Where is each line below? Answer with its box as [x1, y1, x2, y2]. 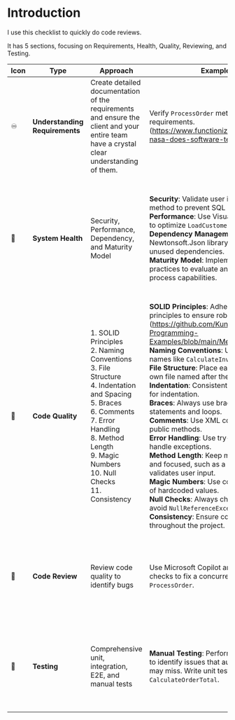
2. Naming [90, 345, 124, 355]
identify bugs [90, 580, 134, 590]
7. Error [90, 415, 115, 425]
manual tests [90, 679, 133, 688]
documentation [90, 86, 141, 96]
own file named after [149, 371, 217, 381]
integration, [90, 661, 128, 671]
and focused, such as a [149, 459, 226, 469]
